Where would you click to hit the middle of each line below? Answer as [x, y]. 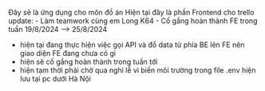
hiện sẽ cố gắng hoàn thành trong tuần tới [89, 61]
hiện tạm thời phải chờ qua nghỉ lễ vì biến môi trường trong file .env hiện [138, 70]
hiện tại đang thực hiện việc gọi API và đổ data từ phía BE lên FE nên [132, 45]
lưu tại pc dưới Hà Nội [55, 79]
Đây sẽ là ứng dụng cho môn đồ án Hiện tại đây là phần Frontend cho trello [131, 12]
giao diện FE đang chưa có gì [68, 53]
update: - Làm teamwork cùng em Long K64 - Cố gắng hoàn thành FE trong [133, 21]
